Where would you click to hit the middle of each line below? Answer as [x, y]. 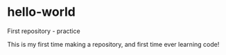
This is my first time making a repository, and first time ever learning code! [113, 44]
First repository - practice [44, 31]
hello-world [42, 12]
